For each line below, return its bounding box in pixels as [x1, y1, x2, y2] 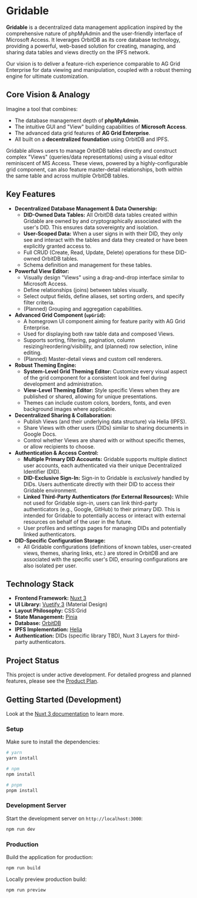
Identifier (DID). [23, 468, 61, 475]
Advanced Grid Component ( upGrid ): [14, 311, 106, 318]
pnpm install [6, 787, 38, 794]
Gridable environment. [23, 486, 78, 494]
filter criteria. [23, 299, 55, 306]
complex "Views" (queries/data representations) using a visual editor [6, 153, 173, 160]
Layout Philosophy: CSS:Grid [14, 607, 87, 614]
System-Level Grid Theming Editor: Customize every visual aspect [23, 367, 187, 375]
